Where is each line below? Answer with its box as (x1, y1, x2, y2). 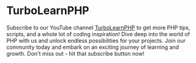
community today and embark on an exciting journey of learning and (6, 43, 179, 51)
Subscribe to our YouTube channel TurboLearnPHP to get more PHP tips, (6, 24, 190, 31)
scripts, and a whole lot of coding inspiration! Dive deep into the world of (6, 30, 190, 37)
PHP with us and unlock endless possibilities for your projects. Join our (6, 37, 186, 44)
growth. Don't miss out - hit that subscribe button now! (6, 50, 145, 57)
